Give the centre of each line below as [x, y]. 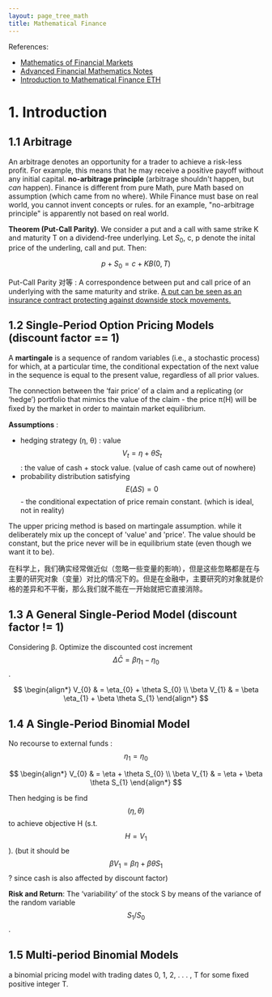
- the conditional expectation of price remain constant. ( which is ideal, [137, 501]
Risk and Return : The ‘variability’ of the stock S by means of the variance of [135, 893]
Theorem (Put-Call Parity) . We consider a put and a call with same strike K [134, 229]
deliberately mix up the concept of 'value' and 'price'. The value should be [132, 534]
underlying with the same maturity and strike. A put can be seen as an [125, 292]
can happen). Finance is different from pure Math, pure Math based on [126, 187]
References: [28, 46]
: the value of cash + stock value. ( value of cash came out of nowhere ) [138, 468]
